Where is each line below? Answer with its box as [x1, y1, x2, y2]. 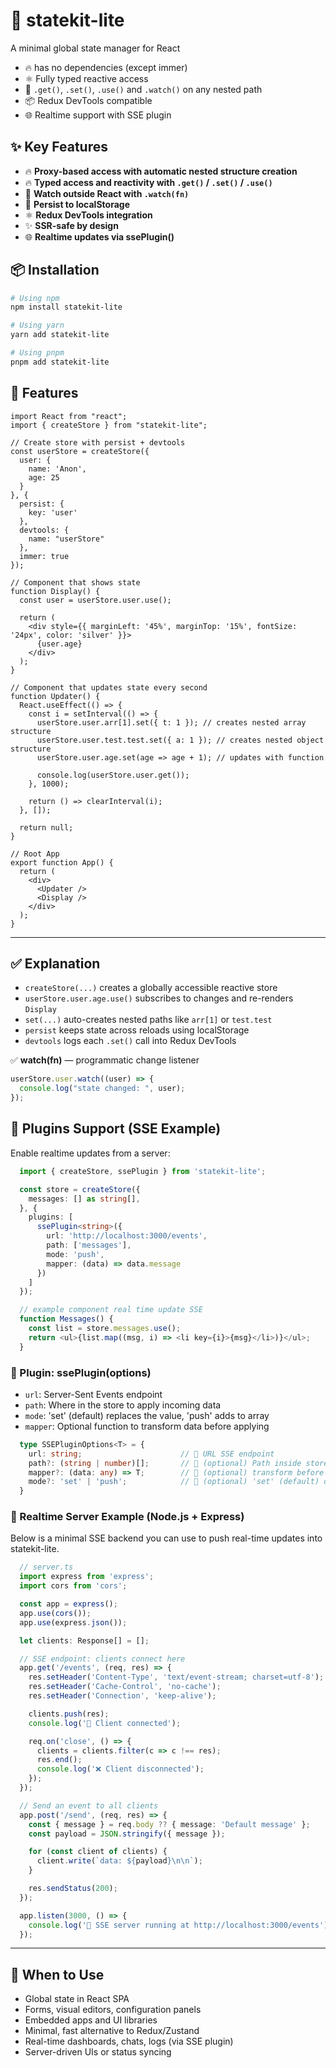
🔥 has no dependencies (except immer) [24, 61, 188, 73]
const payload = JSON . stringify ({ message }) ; [28, 1829, 226, 1839]
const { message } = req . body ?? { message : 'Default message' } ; [28, 1819, 311, 1829]
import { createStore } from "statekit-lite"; [10, 420, 208, 430]
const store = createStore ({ [19, 1184, 141, 1194]
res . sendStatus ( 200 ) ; [28, 1884, 118, 1894]
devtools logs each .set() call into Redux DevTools [24, 1035, 237, 1047]
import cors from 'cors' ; [19, 1581, 128, 1591]
